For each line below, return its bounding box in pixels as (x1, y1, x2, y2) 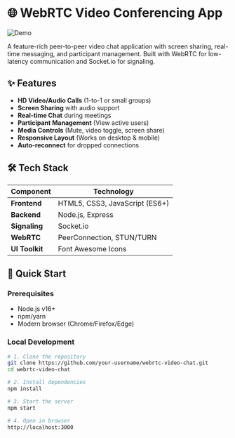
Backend (11, 209, 41, 219)
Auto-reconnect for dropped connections (17, 140, 140, 149)
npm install (7, 385, 42, 392)
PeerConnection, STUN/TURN (58, 232, 157, 242)
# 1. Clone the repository (7, 353, 86, 360)
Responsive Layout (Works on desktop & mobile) (17, 133, 160, 142)
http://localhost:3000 (7, 423, 74, 431)
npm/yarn (17, 312, 46, 321)
